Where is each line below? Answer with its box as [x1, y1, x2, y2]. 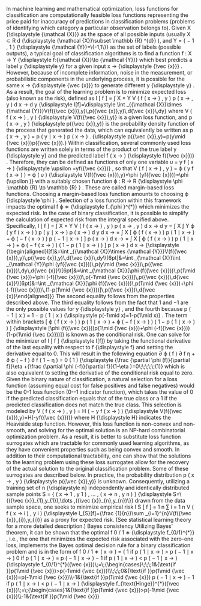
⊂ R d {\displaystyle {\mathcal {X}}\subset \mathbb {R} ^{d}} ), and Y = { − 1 [6, 37, 194, 44]
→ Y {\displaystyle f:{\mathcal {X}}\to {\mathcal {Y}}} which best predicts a [6, 57, 193, 63]
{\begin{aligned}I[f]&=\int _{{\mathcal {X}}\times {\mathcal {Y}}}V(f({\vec [6, 248, 187, 255]
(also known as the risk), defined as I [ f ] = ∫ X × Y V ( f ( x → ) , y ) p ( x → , [6, 94, 193, 102]
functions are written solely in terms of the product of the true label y [6, 145, 177, 153]
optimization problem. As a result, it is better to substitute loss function [6, 433, 181, 440]
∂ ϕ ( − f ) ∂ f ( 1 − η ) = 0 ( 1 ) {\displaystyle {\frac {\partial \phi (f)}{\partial [6, 357, 190, 363]
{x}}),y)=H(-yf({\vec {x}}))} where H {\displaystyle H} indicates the [6, 414, 171, 421]
